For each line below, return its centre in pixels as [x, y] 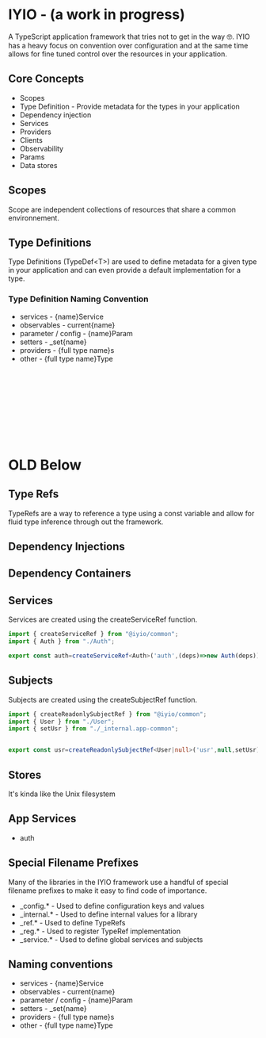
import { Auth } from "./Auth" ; [61, 642]
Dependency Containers [70, 574]
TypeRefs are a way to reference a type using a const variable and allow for [131, 513]
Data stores [38, 165]
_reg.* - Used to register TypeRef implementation [100, 931]
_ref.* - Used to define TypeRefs [72, 922]
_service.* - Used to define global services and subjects [111, 939]
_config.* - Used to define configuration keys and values [112, 906]
